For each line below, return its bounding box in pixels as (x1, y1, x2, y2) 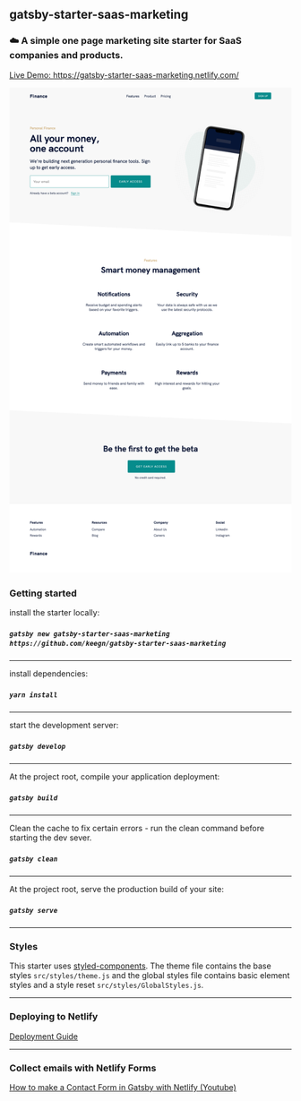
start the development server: (9, 720, 119, 731)
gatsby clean (9, 855, 58, 864)
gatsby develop (9, 742, 66, 751)
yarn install (9, 690, 58, 700)
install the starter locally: (9, 607, 100, 618)
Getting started (9, 587, 78, 599)
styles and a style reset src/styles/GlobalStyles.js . (9, 980, 204, 991)
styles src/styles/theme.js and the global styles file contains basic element (9, 970, 290, 981)
